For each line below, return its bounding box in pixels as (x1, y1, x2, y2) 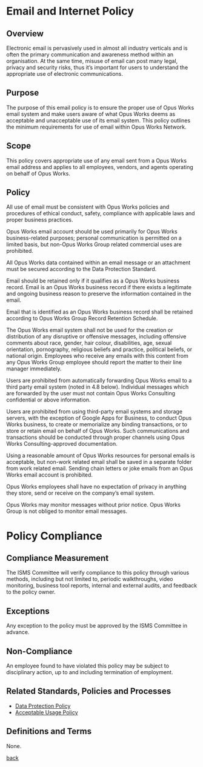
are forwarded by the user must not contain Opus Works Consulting (6, 390, 176, 397)
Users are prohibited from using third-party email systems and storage (6, 408, 183, 415)
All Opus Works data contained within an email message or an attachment (6, 259, 191, 266)
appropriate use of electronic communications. (6, 70, 123, 77)
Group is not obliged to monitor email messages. (6, 507, 127, 515)
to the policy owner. (6, 588, 56, 595)
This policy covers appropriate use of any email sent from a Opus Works (6, 156, 187, 164)
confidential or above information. (6, 396, 91, 404)
